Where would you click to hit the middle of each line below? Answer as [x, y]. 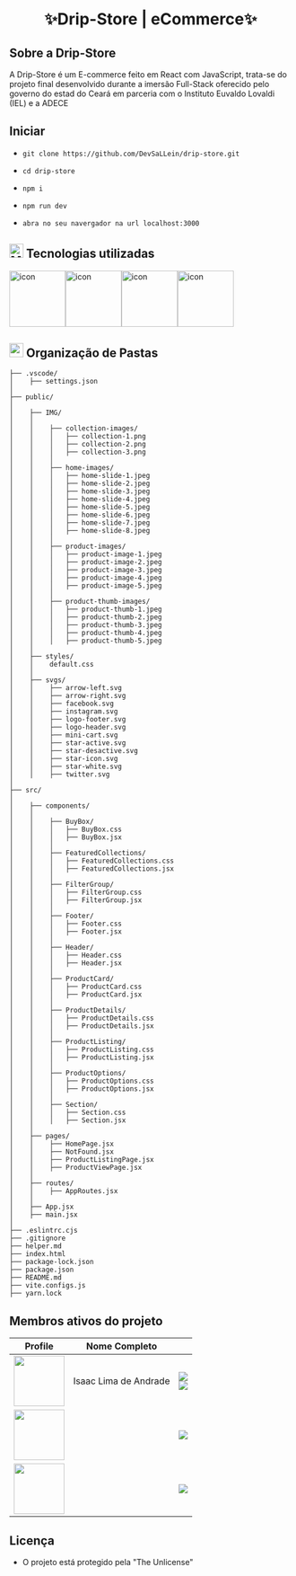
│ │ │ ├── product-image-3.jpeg [86, 571]
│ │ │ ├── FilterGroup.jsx [76, 900]
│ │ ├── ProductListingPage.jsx [82, 1160]
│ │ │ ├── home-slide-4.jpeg [80, 500]
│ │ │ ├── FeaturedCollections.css [92, 861]
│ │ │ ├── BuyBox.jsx [66, 837]
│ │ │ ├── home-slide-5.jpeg [80, 508]
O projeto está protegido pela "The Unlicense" [108, 1563]
